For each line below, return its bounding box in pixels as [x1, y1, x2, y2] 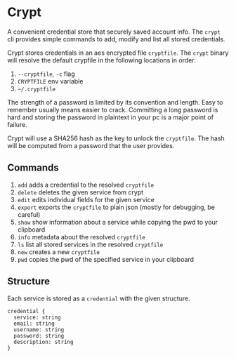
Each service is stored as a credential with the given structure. [7, 294, 191, 303]
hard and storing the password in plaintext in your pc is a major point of [7, 113, 214, 121]
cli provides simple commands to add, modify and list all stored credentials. [7, 34, 225, 43]
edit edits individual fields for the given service [17, 195, 155, 204]
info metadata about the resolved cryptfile [17, 232, 145, 241]
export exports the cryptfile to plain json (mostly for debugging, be [17, 203, 216, 211]
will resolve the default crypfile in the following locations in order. [7, 55, 196, 64]
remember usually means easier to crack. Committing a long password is [7, 105, 218, 114]
